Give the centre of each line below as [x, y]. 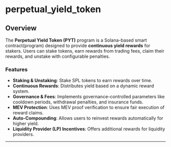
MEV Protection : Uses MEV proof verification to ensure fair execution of [89, 107]
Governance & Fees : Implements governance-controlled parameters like [89, 97]
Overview [21, 28]
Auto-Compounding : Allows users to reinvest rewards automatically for [88, 118]
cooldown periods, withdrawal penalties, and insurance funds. [78, 102]
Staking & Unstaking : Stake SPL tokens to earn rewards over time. [82, 81]
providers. [23, 134]
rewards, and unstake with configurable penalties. [58, 56]
